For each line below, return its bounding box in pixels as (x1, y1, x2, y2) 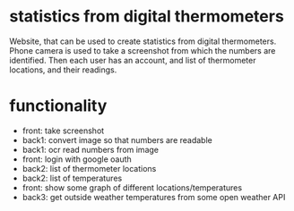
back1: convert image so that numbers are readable (22, 134, 212, 145)
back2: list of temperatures (22, 173, 123, 183)
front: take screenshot (22, 125, 105, 136)
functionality (9, 96, 108, 116)
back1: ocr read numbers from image (22, 144, 160, 155)
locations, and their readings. (9, 64, 117, 75)
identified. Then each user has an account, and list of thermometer (9, 55, 256, 65)
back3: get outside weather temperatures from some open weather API (22, 191, 286, 202)
